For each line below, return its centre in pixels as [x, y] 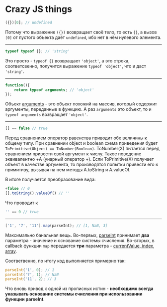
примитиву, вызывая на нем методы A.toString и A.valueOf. [68, 170]
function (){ [17, 85]
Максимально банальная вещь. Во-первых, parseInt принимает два [77, 235]
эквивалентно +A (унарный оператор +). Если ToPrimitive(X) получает [80, 159]
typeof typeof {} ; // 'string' [38, 51]
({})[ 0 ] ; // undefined [29, 22]
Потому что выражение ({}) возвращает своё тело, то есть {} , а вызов [81, 32]
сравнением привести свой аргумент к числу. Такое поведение [73, 154]
